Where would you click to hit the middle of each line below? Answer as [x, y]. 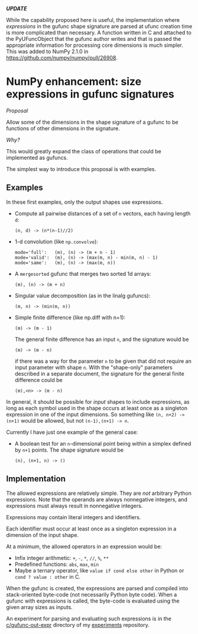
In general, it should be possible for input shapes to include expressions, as [98, 401]
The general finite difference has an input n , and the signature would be [102, 339]
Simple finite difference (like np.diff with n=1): [70, 317]
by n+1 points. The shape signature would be [69, 450]
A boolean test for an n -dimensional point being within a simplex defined [103, 443]
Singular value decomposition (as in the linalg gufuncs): [82, 295]
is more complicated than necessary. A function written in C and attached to [99, 33]
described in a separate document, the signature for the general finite [99, 374]
